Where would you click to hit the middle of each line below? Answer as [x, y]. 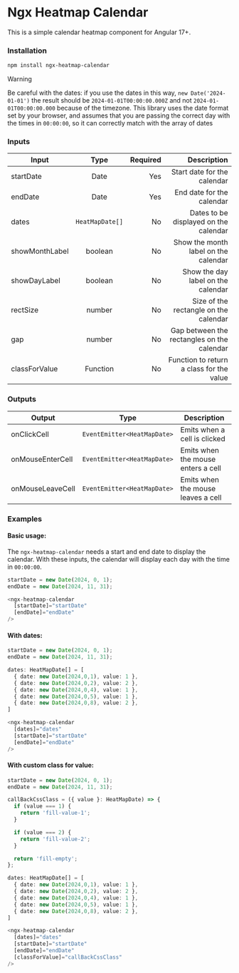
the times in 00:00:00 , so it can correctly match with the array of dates [110, 123]
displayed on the [200, 222]
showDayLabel [36, 281]
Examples [25, 519]
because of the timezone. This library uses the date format [143, 108]
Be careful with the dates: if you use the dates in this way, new [98, 93]
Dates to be [209, 213]
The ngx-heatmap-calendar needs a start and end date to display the [107, 551]
